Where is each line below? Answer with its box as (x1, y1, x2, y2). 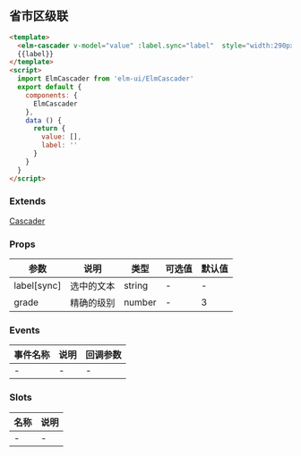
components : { (25, 90, 78, 100)
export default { (17, 83, 82, 92)
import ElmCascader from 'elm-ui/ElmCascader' (17, 74, 194, 83)
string (124, 280, 149, 292)
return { (32, 124, 66, 133)
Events (9, 325, 40, 337)
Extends (9, 195, 47, 207)
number (124, 296, 157, 308)
